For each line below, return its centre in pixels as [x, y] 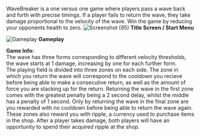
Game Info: [20, 51]
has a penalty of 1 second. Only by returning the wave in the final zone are [98, 101]
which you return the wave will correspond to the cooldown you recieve [94, 76]
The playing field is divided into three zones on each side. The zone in [93, 70]
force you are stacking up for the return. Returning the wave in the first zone [100, 89]
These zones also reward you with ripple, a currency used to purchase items [100, 114]
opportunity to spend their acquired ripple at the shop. [73, 127]
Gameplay [51, 39]
